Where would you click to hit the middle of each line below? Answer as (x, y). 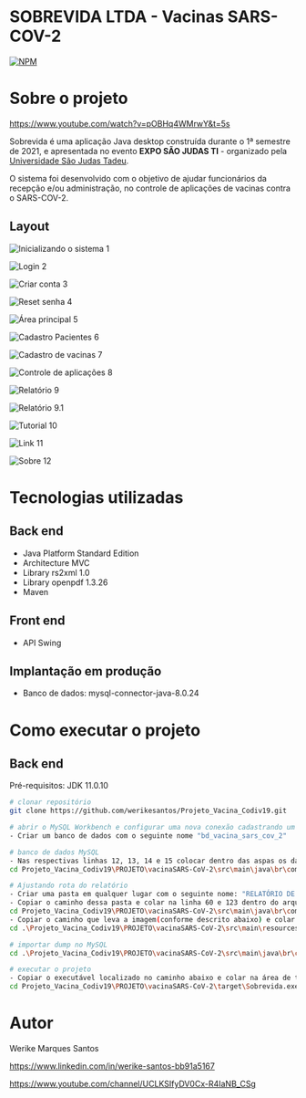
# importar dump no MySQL (58, 945)
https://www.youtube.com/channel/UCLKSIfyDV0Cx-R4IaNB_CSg (133, 1084)
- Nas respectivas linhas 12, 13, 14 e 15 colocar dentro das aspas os (148, 861)
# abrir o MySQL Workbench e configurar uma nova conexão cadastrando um (153, 828)
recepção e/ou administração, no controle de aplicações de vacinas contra (150, 188)
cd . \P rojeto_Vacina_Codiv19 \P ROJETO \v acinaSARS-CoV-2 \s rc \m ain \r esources (154, 928)
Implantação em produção (86, 671)
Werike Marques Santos (54, 1048)
